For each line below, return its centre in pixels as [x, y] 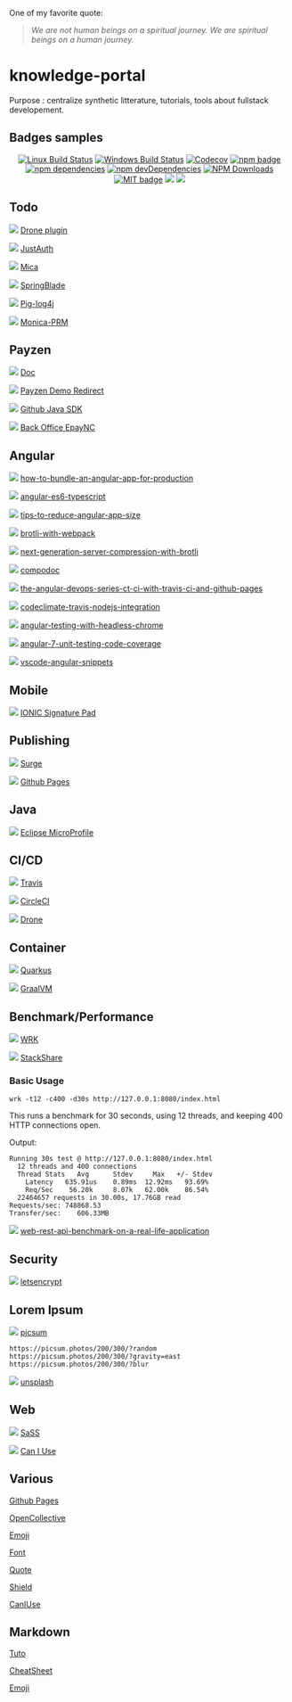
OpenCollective [38, 1517]
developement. [37, 110]
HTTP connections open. [55, 1125]
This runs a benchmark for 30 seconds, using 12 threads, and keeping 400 [146, 1116]
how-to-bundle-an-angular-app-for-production [107, 478]
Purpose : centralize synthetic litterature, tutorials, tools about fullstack [139, 100]
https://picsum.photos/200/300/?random [83, 1348]
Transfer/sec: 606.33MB [59, 1213]
